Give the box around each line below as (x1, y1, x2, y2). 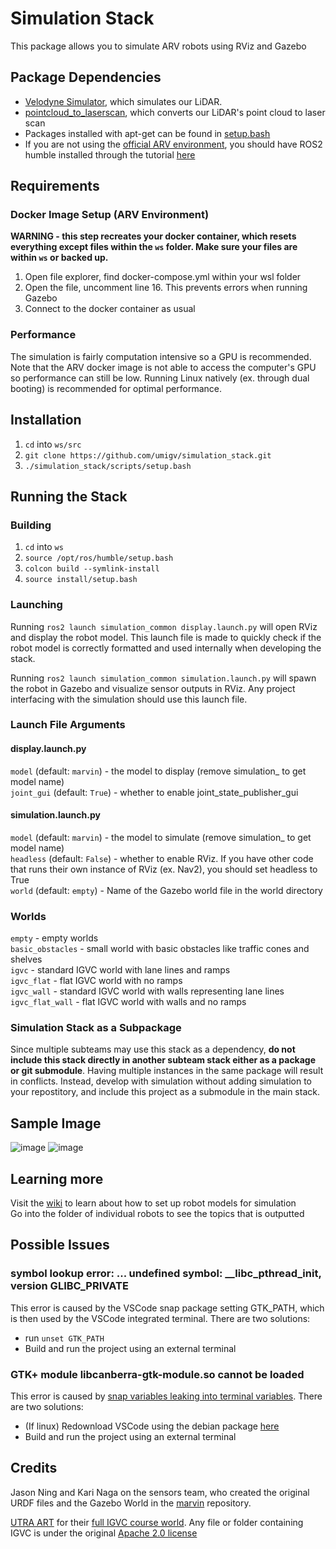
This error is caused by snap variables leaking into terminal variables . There (10, 1390, 323, 1402)
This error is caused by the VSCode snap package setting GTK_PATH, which (10, 1302, 325, 1314)
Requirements (10, 178, 100, 195)
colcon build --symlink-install (24, 564, 160, 574)
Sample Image (10, 1115, 102, 1132)
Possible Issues (10, 1237, 110, 1254)
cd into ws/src (24, 438, 82, 450)
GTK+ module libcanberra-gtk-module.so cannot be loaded (10, 1367, 305, 1381)
